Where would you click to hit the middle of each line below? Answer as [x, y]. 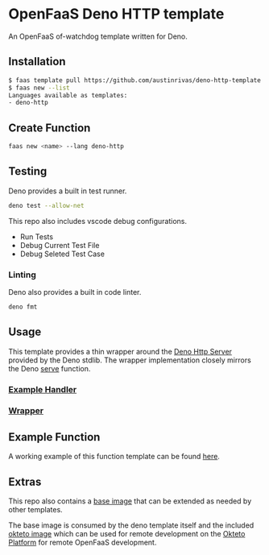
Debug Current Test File [60, 245]
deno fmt [23, 307]
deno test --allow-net [46, 205]
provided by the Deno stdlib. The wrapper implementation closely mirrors [130, 360]
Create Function [50, 128]
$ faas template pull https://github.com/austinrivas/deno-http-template [135, 80]
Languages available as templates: [68, 95]
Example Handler [43, 389]
